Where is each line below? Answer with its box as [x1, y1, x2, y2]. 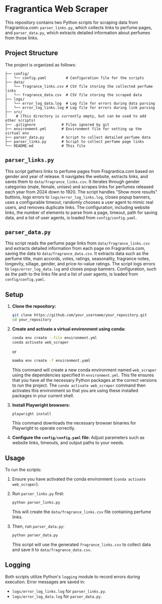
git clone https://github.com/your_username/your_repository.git [12, 313, 147, 318]
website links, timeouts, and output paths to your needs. [12, 440, 125, 446]
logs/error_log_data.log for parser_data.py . [12, 593, 102, 599]
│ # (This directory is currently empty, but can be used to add [5, 114, 146, 118]
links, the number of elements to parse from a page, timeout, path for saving [5, 210, 158, 215]
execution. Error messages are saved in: [5, 579, 85, 585]
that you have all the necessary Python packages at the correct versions [12, 377, 157, 383]
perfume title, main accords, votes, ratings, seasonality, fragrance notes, [5, 256, 150, 261]
